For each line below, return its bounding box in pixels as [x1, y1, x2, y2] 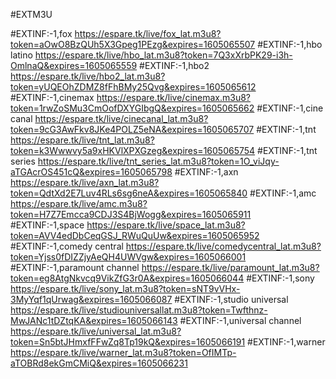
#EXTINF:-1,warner [247, 336, 326, 348]
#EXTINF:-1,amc [249, 187, 317, 199]
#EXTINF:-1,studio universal [174, 294, 289, 305]
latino [10, 49, 33, 61]
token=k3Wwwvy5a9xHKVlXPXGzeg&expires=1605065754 [10, 145, 256, 156]
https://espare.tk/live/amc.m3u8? [10, 198, 148, 209]
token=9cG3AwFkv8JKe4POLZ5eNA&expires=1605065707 [10, 124, 255, 135]
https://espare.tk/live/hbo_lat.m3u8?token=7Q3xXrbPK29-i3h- [34, 49, 293, 61]
